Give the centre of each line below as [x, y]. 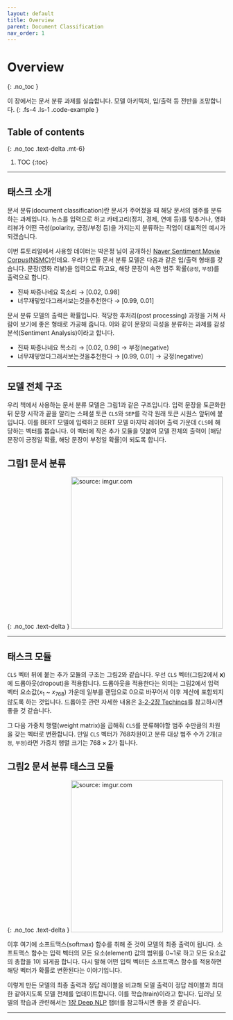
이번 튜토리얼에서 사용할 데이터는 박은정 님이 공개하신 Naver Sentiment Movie [114, 251]
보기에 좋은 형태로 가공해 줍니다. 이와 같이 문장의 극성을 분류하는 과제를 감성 [122, 324]
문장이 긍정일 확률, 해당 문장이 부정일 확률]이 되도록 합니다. [87, 439]
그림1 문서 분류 [36, 464]
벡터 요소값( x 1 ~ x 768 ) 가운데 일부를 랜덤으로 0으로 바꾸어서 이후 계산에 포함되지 [115, 693]
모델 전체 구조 [35, 387]
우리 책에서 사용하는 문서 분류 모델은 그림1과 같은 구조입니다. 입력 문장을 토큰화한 [116, 404]
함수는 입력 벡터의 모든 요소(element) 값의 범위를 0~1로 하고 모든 [119, 953]
